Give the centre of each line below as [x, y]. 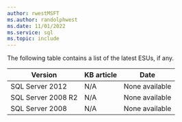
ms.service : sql [30, 32]
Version [44, 75]
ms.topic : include [33, 39]
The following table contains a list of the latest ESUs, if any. [91, 58]
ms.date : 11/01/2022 [37, 26]
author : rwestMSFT [33, 13]
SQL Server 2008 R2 [44, 97]
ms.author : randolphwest [42, 20]
